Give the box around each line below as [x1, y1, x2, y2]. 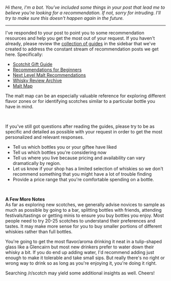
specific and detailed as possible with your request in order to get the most [5, 129, 163, 134]
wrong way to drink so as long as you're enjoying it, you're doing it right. [5, 260, 157, 266]
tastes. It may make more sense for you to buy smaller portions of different [5, 223, 162, 229]
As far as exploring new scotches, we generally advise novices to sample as [5, 202, 165, 208]
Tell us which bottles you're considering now [12, 150, 107, 155]
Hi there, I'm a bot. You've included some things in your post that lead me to [5, 5, 165, 10]
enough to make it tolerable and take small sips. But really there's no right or [5, 255, 165, 261]
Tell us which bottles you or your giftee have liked [12, 144, 117, 150]
